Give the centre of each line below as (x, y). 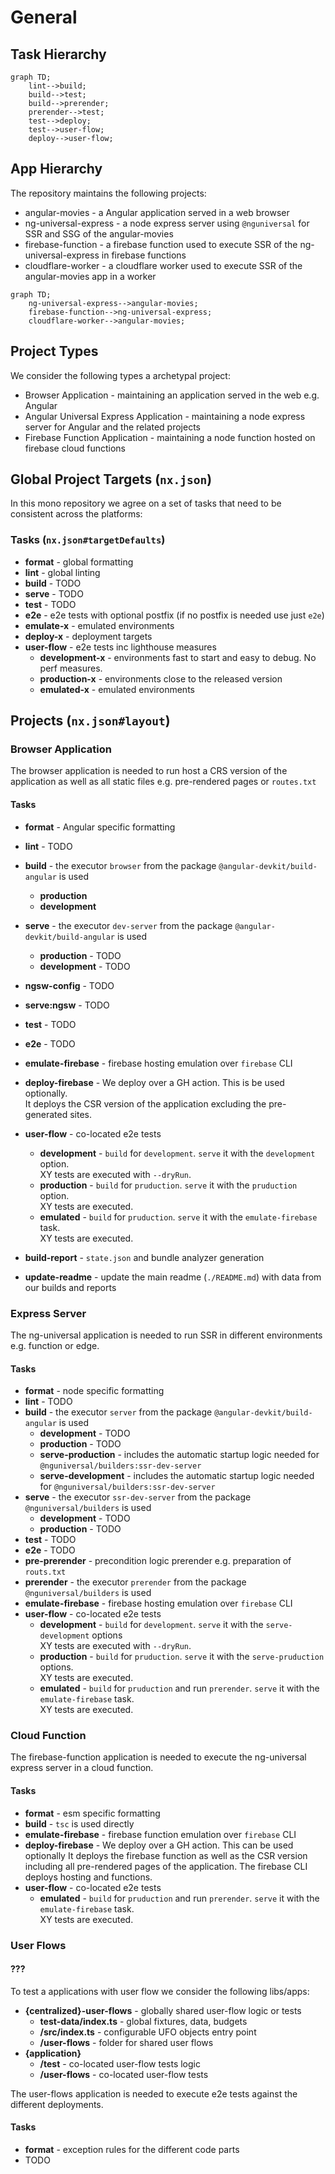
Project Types (54, 351)
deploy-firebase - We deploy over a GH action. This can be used (159, 1845)
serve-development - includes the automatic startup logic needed (177, 1476)
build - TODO (53, 583)
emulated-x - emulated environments (117, 689)
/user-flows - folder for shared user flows (126, 2042)
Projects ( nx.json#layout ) (90, 721)
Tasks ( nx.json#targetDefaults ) (88, 540)
